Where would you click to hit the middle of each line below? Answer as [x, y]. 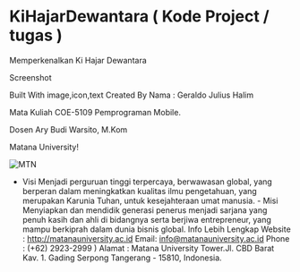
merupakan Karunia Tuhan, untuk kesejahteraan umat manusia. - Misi [150, 200]
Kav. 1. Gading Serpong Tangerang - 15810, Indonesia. [122, 258]
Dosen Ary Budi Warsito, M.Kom [69, 129]
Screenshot [30, 77]
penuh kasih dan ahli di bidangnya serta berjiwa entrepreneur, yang [146, 219]
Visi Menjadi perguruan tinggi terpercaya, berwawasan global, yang [147, 182]
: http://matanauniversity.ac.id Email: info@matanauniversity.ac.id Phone [156, 238]
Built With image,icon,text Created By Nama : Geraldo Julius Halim [131, 95]
